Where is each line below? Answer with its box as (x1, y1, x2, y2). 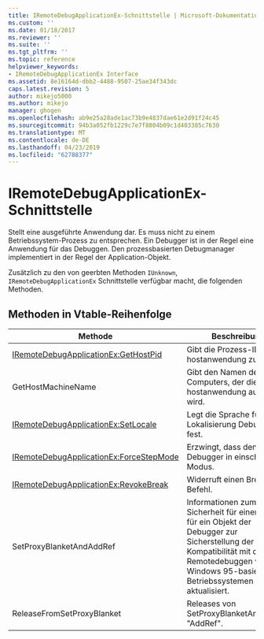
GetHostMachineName (12, 381, 97, 392)
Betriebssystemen (186, 576, 254, 586)
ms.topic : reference (8, 56, 76, 64)
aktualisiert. (186, 585, 230, 596)
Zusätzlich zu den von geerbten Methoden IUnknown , (8, 268, 178, 277)
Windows (186, 566, 222, 576)
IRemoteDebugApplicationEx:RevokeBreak (12, 479, 169, 489)
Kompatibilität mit (186, 546, 251, 556)
